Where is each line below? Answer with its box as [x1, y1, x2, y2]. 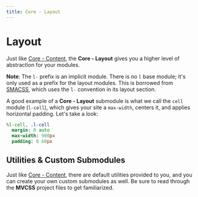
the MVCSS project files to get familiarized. [6, 184, 114, 191]
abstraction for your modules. [6, 61, 80, 68]
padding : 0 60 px [11, 139, 53, 145]
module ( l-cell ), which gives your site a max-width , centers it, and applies [6, 104, 191, 111]
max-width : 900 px [11, 133, 56, 139]
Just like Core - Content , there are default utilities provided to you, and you [6, 171, 193, 178]
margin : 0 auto [11, 127, 50, 133]
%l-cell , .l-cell [6, 122, 50, 128]
